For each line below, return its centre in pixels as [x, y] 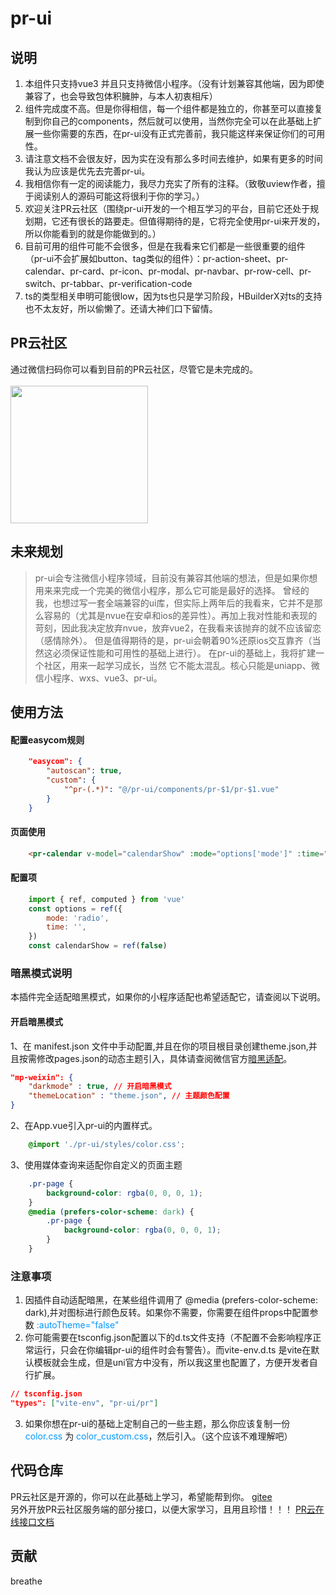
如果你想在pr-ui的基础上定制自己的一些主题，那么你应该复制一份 [157, 1423]
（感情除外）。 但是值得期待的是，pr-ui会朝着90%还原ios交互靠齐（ [173, 640]
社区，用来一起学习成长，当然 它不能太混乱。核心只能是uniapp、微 [181, 665]
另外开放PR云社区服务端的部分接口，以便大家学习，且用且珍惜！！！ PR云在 [167, 1509]
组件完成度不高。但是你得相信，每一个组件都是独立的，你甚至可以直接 [169, 108]
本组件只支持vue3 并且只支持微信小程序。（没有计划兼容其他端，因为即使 [174, 83]
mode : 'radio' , [78, 918]
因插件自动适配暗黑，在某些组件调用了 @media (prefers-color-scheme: [171, 1300]
